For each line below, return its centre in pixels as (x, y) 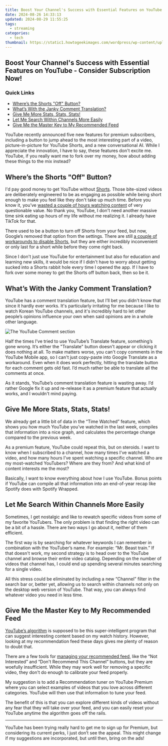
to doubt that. (19, 646)
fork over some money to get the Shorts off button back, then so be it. (77, 273)
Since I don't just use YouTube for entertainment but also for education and (82, 257)
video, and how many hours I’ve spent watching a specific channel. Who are (84, 458)
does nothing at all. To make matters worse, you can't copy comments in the (84, 352)
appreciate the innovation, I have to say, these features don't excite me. (79, 151)
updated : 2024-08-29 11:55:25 (37, 19)
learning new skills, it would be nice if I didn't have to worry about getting (81, 262)
